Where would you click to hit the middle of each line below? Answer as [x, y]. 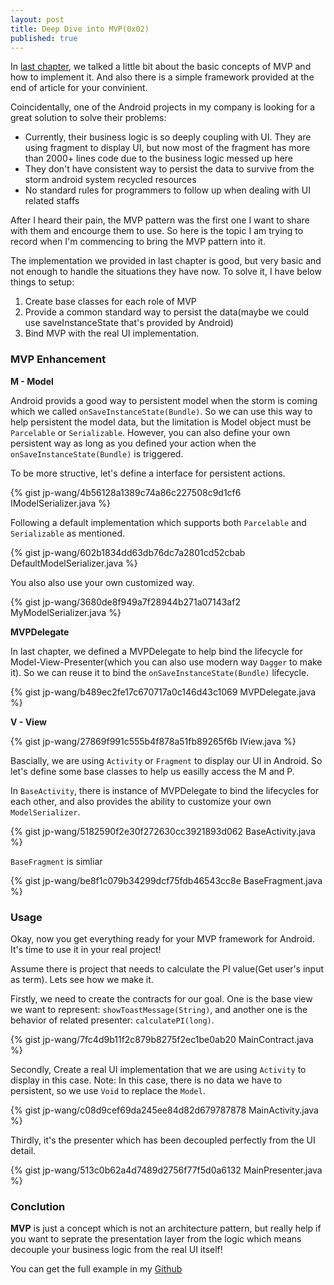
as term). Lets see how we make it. [82, 979]
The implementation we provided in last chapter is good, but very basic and [166, 261]
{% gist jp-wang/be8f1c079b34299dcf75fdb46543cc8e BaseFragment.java [166, 880]
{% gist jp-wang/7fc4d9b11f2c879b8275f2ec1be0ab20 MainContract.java [162, 1039]
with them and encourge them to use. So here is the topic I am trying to [157, 231]
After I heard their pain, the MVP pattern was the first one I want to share [160, 220]
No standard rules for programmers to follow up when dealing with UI [167, 190]
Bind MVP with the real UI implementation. [112, 333]
